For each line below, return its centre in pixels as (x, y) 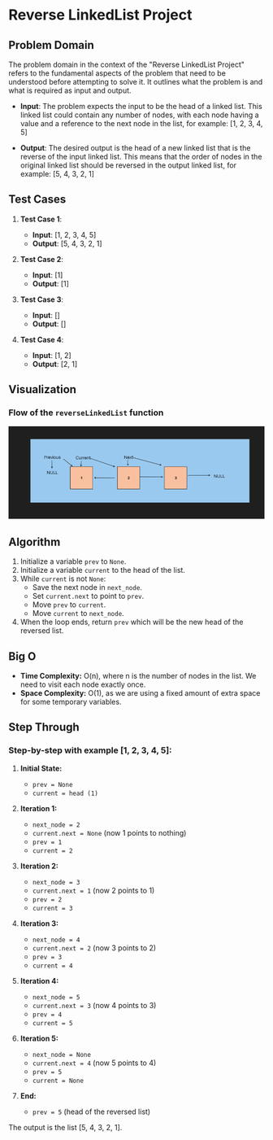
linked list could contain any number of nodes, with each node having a (139, 115)
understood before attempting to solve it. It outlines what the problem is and (136, 82)
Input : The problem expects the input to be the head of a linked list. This (141, 106)
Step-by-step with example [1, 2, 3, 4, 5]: (90, 750)
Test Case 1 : (41, 219)
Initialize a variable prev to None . (73, 561)
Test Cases (37, 200)
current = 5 (52, 1023)
